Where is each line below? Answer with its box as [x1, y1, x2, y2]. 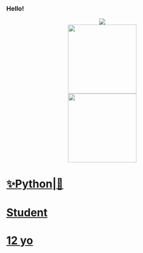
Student [6, 205, 48, 219]
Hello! [6, 4, 24, 13]
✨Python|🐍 [6, 177, 64, 191]
